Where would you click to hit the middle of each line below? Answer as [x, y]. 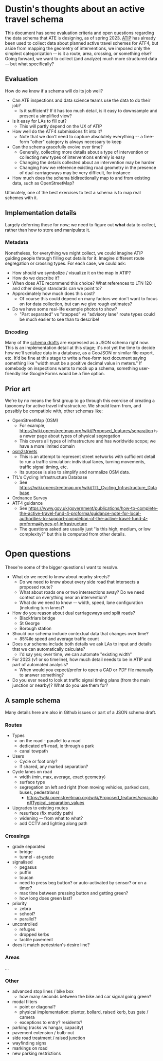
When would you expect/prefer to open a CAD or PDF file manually [86, 670]
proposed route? [36, 587]
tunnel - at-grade [36, 857]
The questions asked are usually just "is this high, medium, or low [85, 529]
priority [19, 903]
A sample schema [33, 701]
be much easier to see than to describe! [59, 319]
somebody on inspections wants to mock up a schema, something [72, 368]
